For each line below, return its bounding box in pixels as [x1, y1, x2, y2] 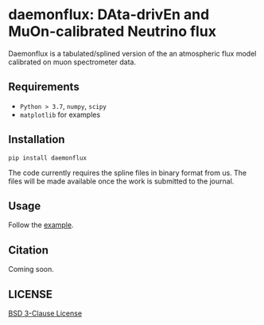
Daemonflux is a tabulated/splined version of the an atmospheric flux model [8, 48, 257, 58]
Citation [8, 243, 49, 257]
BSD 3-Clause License [8, 308, 82, 318]
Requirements [8, 80, 80, 94]
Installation [8, 133, 65, 146]
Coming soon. [8, 265, 54, 274]
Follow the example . [8, 220, 74, 230]
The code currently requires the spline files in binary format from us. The [8, 168, 247, 177]
